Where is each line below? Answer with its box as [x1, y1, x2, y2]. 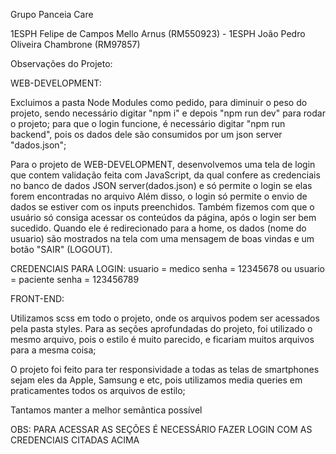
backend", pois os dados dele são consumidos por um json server [10, 129, 283, 140]
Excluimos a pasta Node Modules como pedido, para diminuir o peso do [10, 97, 308, 108]
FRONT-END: [10, 293, 65, 304]
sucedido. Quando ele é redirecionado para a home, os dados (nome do [10, 222, 307, 234]
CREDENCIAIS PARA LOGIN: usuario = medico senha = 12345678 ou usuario [10, 263, 325, 274]
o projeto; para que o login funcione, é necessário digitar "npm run [10, 118, 286, 129]
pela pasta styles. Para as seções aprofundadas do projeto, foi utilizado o [10, 323, 313, 334]
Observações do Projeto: [10, 58, 113, 69]
